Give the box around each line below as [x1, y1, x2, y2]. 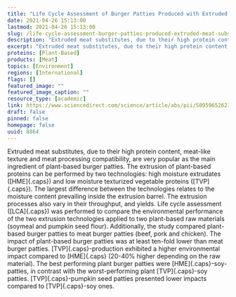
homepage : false [7, 121, 55, 129]
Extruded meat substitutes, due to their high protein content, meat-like [7, 147, 211, 156]
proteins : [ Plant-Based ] [7, 50, 80, 57]
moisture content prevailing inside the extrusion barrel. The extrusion [7, 192, 207, 201]
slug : [7, 30, 23, 37]
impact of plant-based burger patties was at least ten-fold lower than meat [7, 237, 223, 246]
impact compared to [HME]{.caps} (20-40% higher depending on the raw [7, 252, 221, 260]
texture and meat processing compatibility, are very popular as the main [7, 155, 216, 163]
